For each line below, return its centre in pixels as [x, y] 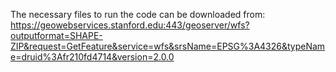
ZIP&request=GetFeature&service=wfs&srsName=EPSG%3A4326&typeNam [168, 46]
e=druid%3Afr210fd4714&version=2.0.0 [92, 57]
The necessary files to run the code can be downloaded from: [138, 14]
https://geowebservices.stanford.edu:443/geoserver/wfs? [130, 25]
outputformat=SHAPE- [56, 35]
